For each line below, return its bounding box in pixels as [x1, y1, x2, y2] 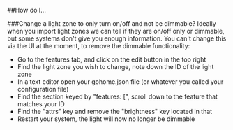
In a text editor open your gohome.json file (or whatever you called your [17, 78, 224, 86]
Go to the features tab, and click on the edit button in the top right [17, 55, 206, 64]
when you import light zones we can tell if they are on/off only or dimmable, [7, 27, 225, 35]
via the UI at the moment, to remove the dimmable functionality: [7, 42, 190, 50]
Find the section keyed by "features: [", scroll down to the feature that [17, 92, 218, 101]
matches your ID [17, 100, 65, 108]
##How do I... [7, 6, 47, 14]
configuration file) [17, 85, 69, 93]
